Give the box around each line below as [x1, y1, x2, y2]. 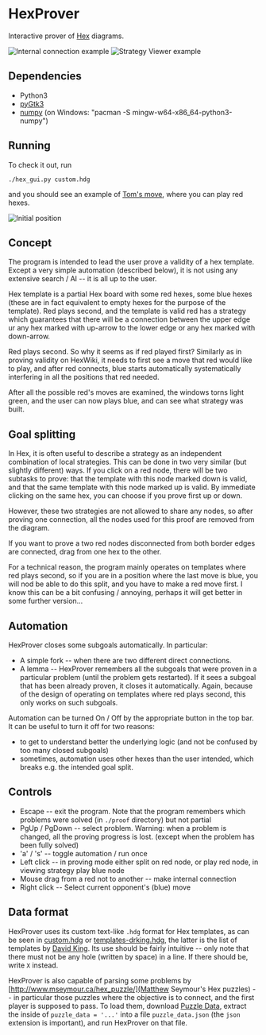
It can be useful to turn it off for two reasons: [8, 722, 155, 731]
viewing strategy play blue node [19, 865, 125, 875]
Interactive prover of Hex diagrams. [8, 31, 125, 41]
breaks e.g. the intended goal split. [19, 763, 133, 771]
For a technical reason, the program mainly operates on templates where [8, 562, 246, 572]
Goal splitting [8, 427, 76, 441]
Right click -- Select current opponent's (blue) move [19, 882, 191, 892]
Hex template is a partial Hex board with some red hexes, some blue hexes [8, 289, 253, 299]
